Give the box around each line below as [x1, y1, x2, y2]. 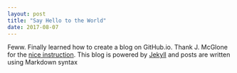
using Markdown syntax [7, 58, 78, 67]
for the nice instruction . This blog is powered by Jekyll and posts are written [7, 50, 231, 59]
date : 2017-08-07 [7, 23, 59, 30]
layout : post [7, 10, 46, 18]
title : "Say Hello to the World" [7, 17, 107, 24]
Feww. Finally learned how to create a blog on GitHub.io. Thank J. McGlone [7, 43, 228, 52]
